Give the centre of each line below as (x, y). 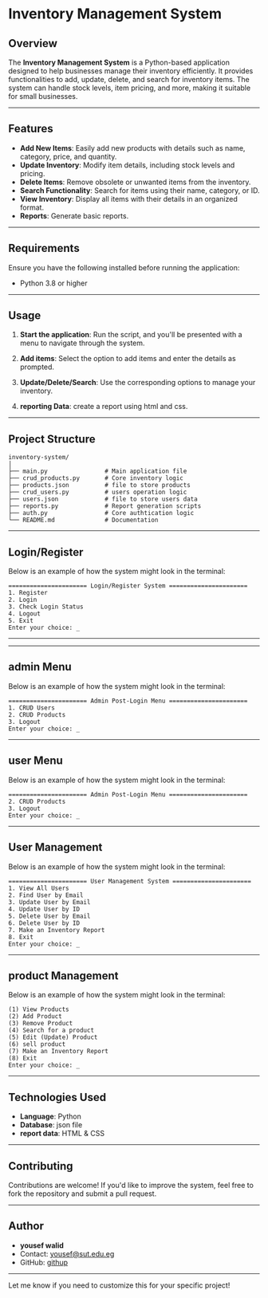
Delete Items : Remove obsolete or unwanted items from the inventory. (135, 182)
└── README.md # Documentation (83, 520)
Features (31, 129)
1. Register (28, 593)
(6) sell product (37, 1044)
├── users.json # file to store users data (103, 499)
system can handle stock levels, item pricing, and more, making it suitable (130, 88)
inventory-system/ (39, 458)
